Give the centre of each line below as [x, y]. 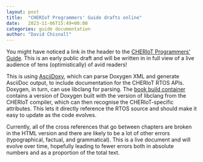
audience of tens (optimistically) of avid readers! [67, 65]
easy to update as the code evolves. [52, 115]
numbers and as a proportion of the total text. [63, 153]
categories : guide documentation [48, 29]
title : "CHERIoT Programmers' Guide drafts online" [74, 18]
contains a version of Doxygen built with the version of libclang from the [96, 96]
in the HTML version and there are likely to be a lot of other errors [88, 133]
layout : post [23, 12]
